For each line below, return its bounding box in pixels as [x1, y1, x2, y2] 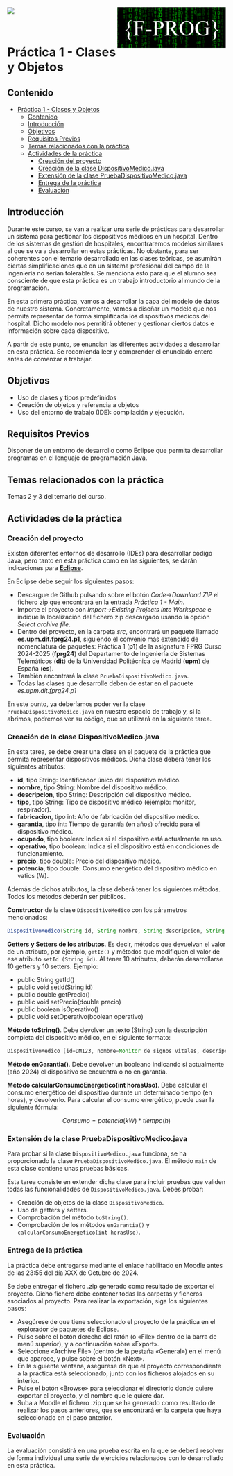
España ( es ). [17, 664, 54, 672]
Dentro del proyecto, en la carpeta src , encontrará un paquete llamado [17, 627, 219, 635]
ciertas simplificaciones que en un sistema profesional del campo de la [7, 261, 210, 270]
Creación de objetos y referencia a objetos [17, 400, 139, 409]
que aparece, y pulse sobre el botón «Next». [17, 1354, 145, 1362]
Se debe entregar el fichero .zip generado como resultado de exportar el [7, 1282, 215, 1290]
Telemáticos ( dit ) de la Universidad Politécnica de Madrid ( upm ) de [17, 657, 210, 665]
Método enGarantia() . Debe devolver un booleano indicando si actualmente [7, 1060, 224, 1068]
